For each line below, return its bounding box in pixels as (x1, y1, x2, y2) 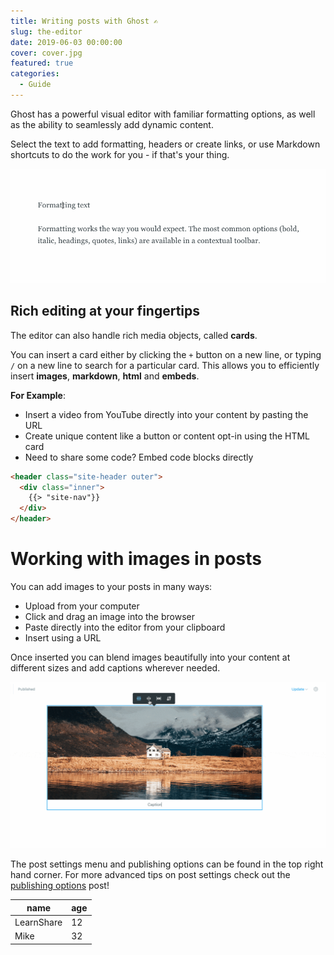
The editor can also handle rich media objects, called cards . (10, 329, 258, 341)
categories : (10, 69, 60, 79)
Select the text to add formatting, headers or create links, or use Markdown (10, 138, 321, 150)
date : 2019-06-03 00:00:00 (10, 37, 123, 47)
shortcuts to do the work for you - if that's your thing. (10, 148, 230, 160)
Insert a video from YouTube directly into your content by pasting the (24, 408, 309, 420)
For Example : (10, 389, 66, 401)
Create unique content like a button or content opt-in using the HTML (24, 430, 311, 442)
